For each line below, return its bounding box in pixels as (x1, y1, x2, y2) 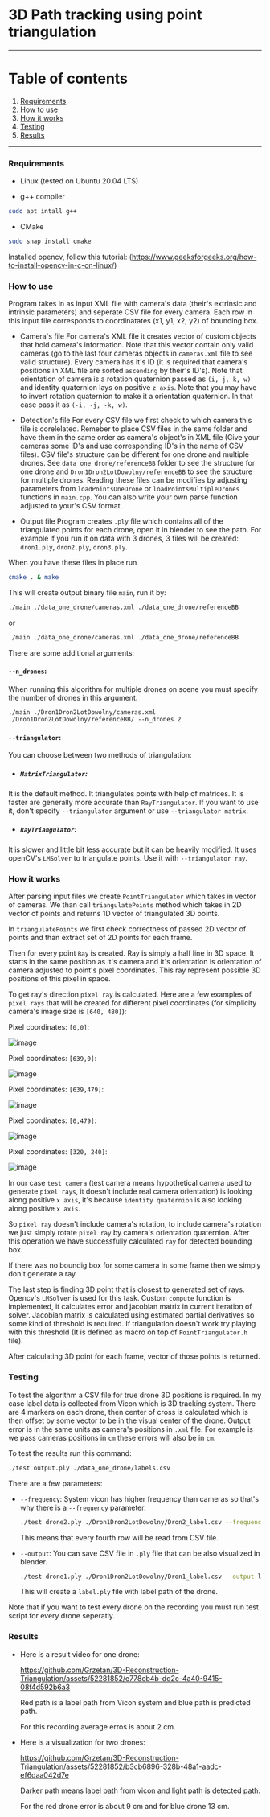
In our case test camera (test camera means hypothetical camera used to (8, 1178, 252, 1188)
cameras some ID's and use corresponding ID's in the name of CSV (19, 441, 243, 451)
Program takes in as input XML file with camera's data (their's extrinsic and (8, 299, 257, 309)
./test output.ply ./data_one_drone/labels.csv (8, 1464, 171, 1472)
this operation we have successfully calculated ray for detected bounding (8, 1236, 252, 1246)
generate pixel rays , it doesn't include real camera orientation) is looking (8, 1186, 252, 1196)
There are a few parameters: (8, 1478, 103, 1488)
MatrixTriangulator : (19, 768, 88, 778)
